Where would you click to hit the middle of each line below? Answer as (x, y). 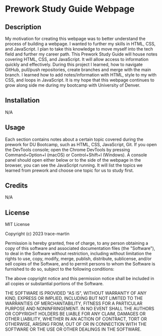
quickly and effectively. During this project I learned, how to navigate (74, 65)
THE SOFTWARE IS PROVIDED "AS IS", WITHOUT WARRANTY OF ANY (76, 293)
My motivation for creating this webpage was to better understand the (75, 38)
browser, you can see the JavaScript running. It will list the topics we (74, 165)
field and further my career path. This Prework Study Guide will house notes (81, 54)
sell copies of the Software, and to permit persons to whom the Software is (80, 264)
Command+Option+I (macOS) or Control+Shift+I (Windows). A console (76, 155)
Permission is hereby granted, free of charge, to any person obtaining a (77, 243)
